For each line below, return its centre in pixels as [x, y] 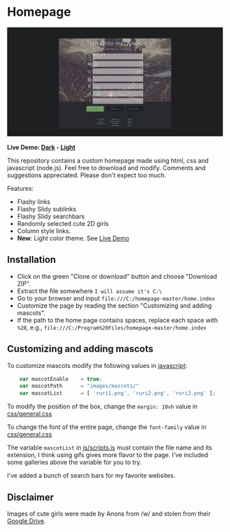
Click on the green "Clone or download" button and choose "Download [117, 276]
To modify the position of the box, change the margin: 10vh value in [102, 406]
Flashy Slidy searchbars [51, 216]
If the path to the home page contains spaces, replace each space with [117, 320]
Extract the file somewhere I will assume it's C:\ [89, 291]
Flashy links [34, 201]
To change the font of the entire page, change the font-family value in [107, 427]
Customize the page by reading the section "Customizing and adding [114, 305]
